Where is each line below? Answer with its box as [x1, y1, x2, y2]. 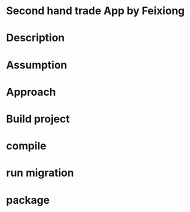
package [6, 193, 50, 207]
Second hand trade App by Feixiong [6, 4, 185, 18]
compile [6, 139, 47, 153]
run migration [6, 167, 74, 180]
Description [6, 31, 65, 45]
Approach [6, 85, 56, 99]
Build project [6, 112, 70, 125]
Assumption [6, 58, 68, 71]
